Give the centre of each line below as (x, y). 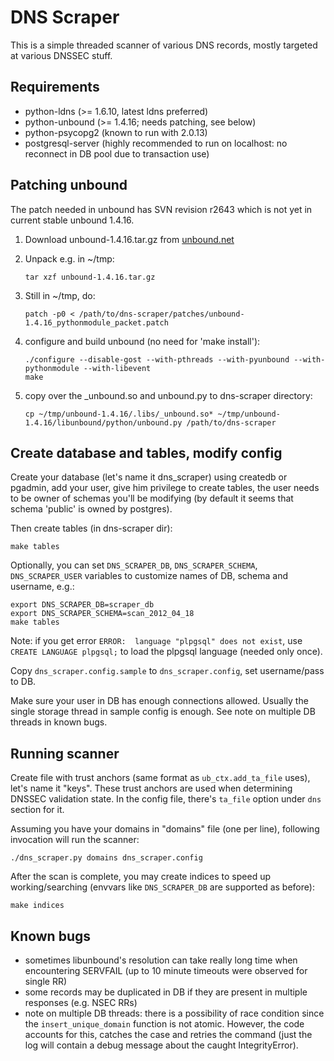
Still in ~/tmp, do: (60, 295)
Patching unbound (69, 185)
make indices (37, 906)
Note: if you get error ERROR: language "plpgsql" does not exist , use (156, 641)
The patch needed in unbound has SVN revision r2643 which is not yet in (161, 209)
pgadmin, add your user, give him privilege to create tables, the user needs (165, 488)
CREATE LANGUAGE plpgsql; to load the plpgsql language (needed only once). (166, 652)
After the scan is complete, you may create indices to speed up (141, 877)
